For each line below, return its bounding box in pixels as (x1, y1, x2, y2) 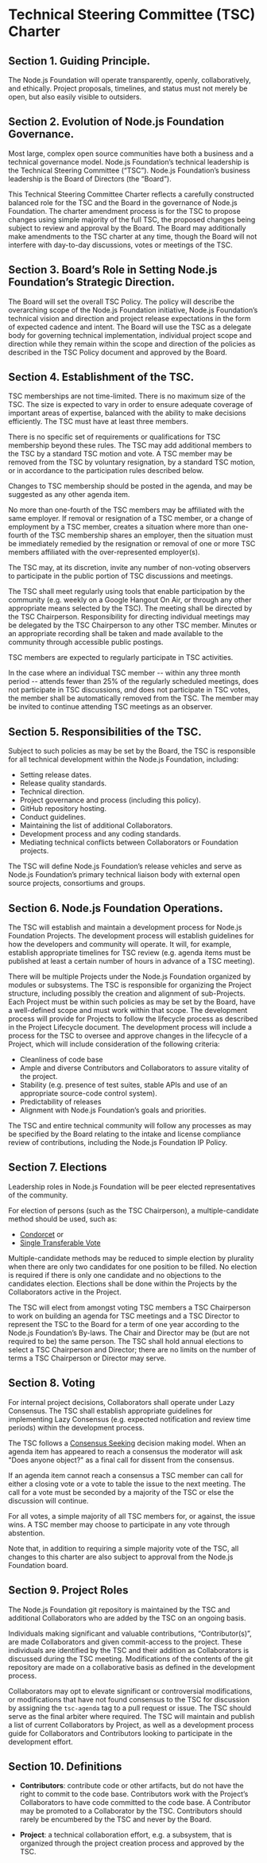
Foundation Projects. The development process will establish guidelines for (8, 931, 254, 941)
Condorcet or (19, 1229, 64, 1239)
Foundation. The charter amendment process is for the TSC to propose (8, 206, 241, 215)
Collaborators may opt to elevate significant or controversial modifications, (8, 1686, 253, 1695)
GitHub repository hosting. (19, 804, 107, 813)
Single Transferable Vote (19, 1238, 101, 1248)
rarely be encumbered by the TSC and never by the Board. (19, 1814, 212, 1824)
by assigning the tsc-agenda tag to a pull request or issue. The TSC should (8, 1703, 252, 1713)
